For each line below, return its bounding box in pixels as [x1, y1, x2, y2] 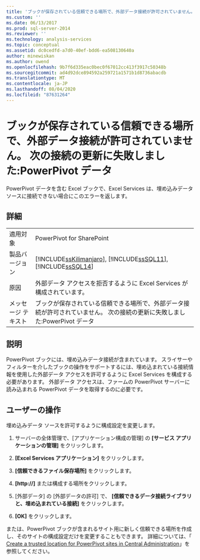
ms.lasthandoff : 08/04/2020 [6, 86, 76, 92]
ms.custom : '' [6, 14, 42, 20]
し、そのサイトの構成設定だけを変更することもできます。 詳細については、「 [6, 533, 192, 540]
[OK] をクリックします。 [14, 513, 75, 520]
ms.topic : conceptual [6, 42, 60, 48]
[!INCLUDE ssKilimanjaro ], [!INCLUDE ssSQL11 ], [35, 254, 168, 263]
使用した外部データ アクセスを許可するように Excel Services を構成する [16, 371, 192, 378]
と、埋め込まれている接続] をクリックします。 [14, 500, 127, 507]
